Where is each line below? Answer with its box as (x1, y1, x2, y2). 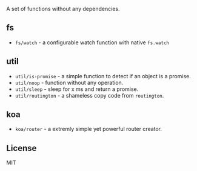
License (6, 142, 37, 153)
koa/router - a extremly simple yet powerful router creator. (15, 126, 162, 133)
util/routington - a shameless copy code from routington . (15, 92, 164, 99)
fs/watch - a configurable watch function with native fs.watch (15, 39, 170, 46)
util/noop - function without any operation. (15, 79, 124, 86)
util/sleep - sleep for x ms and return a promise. (15, 85, 139, 93)
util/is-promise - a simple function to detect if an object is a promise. (15, 72, 191, 79)
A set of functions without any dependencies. (6, 5, 120, 12)
